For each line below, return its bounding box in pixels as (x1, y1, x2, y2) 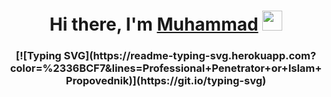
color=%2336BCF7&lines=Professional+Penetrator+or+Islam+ (9, 61, 323, 75)
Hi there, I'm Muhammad (49, 13, 259, 36)
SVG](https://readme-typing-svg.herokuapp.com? (63, 49, 317, 63)
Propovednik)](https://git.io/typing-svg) (65, 74, 267, 88)
